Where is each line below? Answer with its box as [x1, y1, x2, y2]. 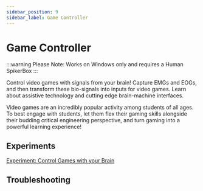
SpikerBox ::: [6, 68, 38, 75]
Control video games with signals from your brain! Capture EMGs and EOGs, [6, 79, 198, 86]
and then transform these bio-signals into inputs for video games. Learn [6, 86, 187, 93]
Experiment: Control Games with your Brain [6, 157, 115, 164]
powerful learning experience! [6, 123, 82, 131]
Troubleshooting [6, 175, 71, 185]
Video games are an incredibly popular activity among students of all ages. [6, 104, 194, 111]
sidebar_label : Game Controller [6, 15, 88, 21]
